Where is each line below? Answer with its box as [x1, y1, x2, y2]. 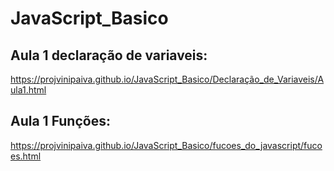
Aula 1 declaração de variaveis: [10, 47, 208, 64]
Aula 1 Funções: [10, 113, 111, 130]
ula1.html [10, 84, 47, 96]
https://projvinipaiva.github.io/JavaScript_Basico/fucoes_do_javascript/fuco [10, 139, 323, 151]
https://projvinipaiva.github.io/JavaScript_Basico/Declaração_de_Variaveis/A [10, 73, 325, 85]
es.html [10, 150, 42, 162]
